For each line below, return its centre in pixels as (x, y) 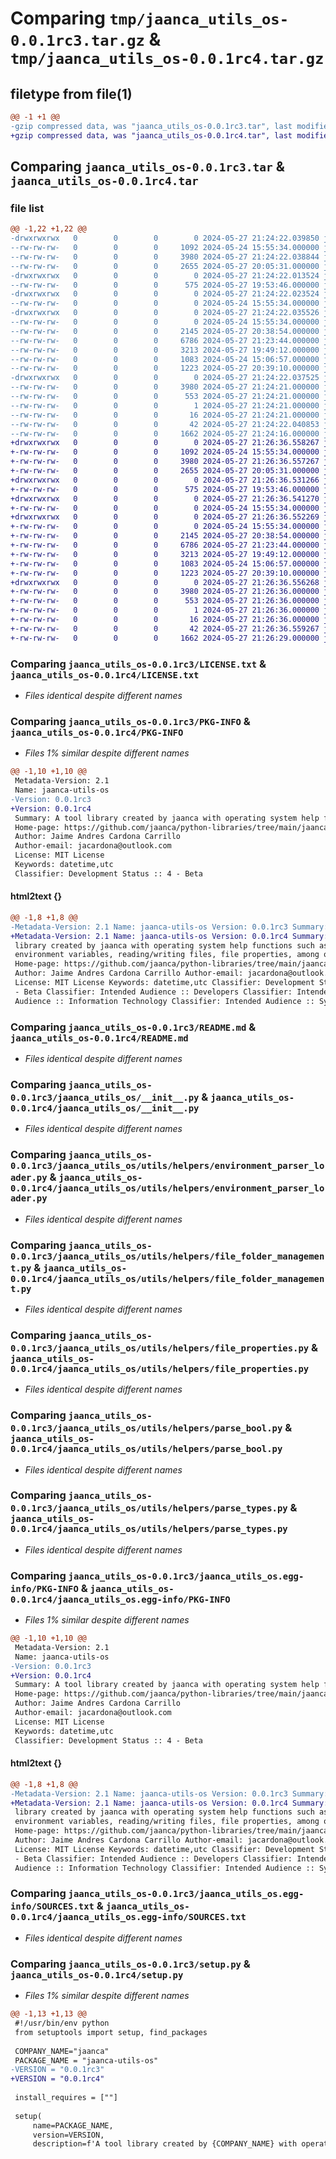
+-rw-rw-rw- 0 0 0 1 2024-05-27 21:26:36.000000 (165, 610)
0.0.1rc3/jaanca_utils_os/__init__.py (105, 1097)
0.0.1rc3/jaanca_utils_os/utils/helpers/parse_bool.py (146, 1428)
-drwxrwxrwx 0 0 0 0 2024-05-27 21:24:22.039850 (165, 238)
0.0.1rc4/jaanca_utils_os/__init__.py (105, 1108)
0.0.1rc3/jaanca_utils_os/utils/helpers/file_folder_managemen (167, 1256)
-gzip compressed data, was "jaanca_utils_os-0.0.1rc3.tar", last (151, 126)
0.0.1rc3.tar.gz (77, 41)
